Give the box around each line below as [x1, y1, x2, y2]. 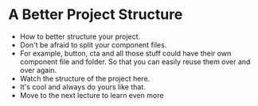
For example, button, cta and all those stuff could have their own [19, 48, 232, 58]
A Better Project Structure [8, 6, 183, 24]
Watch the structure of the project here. [19, 74, 150, 83]
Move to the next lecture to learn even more [19, 90, 164, 100]
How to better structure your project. [19, 32, 141, 41]
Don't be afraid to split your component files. [19, 40, 167, 49]
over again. [19, 65, 57, 74]
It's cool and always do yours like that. [19, 81, 146, 92]
